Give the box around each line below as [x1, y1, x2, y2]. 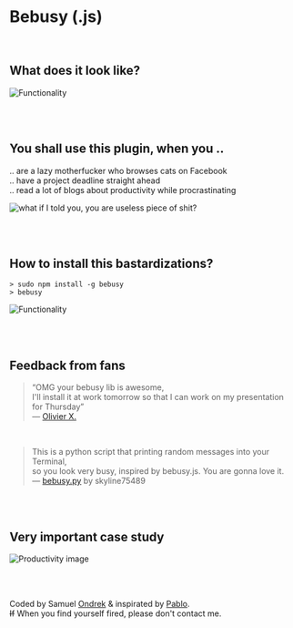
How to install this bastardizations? [9, 255, 214, 271]
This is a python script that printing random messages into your [31, 447, 270, 458]
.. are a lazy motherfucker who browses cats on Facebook [9, 165, 227, 176]
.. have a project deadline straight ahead [9, 175, 161, 186]
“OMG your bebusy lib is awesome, [31, 382, 165, 393]
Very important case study [9, 529, 165, 544]
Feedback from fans [9, 357, 126, 373]
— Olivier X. [31, 411, 77, 422]
